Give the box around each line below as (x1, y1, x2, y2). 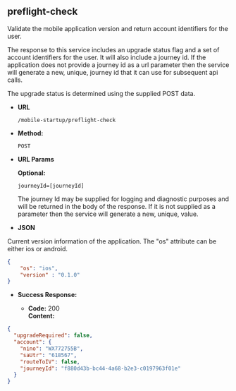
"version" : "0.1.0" (20, 271, 80, 278)
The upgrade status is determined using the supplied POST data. (7, 89, 196, 97)
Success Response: (17, 291, 77, 299)
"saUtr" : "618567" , (20, 351, 77, 359)
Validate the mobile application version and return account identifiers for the (7, 24, 229, 32)
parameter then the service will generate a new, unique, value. (17, 210, 199, 218)
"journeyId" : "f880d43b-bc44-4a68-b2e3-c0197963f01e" (20, 365, 181, 372)
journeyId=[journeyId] (17, 182, 85, 189)
